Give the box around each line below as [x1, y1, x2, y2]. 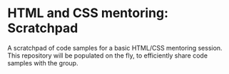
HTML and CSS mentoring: [7, 5, 169, 21]
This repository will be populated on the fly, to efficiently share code [7, 51, 208, 60]
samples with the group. [7, 58, 78, 67]
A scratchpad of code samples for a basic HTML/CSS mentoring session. [7, 43, 223, 52]
